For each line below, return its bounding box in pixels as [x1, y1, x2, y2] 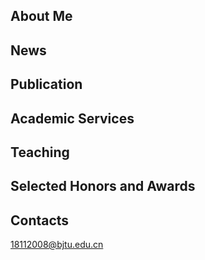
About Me [10, 8, 73, 25]
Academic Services [10, 110, 135, 127]
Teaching [10, 144, 70, 161]
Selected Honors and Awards [10, 178, 196, 195]
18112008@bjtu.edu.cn [10, 239, 104, 251]
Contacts [10, 212, 70, 229]
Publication [10, 76, 83, 93]
